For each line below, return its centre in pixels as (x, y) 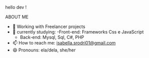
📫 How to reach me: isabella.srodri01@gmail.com (64, 43)
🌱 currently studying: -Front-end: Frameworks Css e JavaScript (78, 32)
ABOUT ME (17, 17)
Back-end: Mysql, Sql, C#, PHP (52, 37)
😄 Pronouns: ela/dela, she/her (44, 50)
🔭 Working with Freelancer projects (49, 26)
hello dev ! (16, 7)
